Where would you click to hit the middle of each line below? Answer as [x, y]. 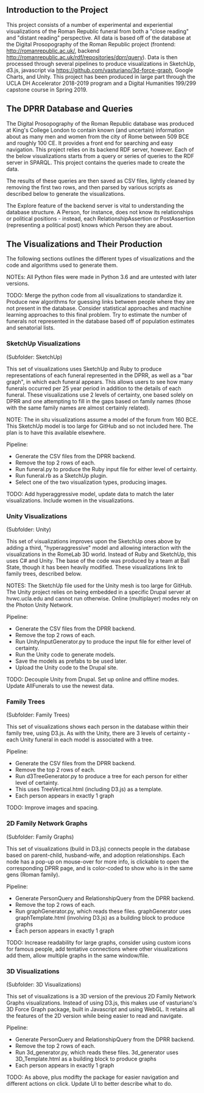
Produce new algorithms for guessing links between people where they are [100, 302]
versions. [18, 284]
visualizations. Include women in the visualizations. [70, 500]
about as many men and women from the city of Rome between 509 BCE [98, 136]
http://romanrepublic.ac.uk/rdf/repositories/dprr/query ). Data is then [92, 57]
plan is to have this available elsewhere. [56, 432]
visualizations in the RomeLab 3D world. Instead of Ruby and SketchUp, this [101, 554]
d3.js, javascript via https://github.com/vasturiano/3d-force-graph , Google [100, 70]
